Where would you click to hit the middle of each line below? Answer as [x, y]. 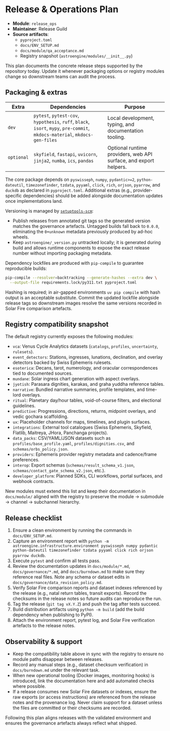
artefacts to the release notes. [44, 626]
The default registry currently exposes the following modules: [70, 337]
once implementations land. [34, 201]
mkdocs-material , [54, 134]
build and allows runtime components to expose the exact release [81, 248]
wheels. [21, 237]
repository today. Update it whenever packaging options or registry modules [85, 71]
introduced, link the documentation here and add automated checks [83, 681]
